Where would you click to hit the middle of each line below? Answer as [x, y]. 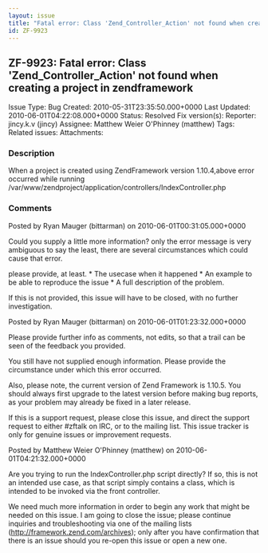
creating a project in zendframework [101, 88]
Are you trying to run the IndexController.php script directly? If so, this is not [133, 474]
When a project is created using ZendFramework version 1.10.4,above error [132, 171]
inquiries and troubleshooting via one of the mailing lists [100, 523]
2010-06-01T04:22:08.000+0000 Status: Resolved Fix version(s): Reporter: [132, 116]
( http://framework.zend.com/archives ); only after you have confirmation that [134, 531]
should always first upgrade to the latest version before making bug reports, [133, 393]
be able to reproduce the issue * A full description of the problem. [116, 282]
